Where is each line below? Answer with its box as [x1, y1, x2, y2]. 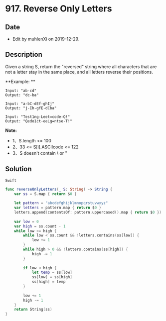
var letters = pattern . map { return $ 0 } [14, 205, 101, 211]
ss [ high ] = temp [31, 279, 66, 284]
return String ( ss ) [14, 307, 52, 312]
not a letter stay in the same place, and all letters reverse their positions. [5, 69, 153, 75]
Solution [5, 165, 32, 173]
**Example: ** [5, 78, 36, 85]
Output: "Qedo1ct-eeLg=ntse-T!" [5, 118, 72, 123]
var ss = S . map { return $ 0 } [14, 191, 77, 197]
